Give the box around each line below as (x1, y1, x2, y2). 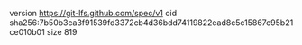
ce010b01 (9, 27, 45, 37)
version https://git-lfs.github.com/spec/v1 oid (9, 8, 178, 18)
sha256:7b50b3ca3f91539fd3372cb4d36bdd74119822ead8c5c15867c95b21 (9, 17, 294, 28)
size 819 (46, 27, 78, 37)
